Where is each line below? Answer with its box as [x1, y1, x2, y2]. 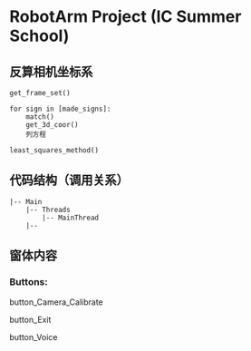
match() [25, 112, 54, 122]
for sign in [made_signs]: [9, 104, 111, 113]
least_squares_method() [9, 146, 100, 155]
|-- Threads [25, 205, 71, 214]
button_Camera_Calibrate [9, 297, 104, 307]
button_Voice [9, 331, 58, 342]
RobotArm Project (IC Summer [9, 6, 242, 27]
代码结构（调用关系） [9, 172, 129, 188]
